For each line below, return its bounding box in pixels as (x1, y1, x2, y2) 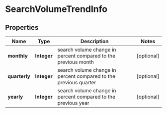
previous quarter (57, 79, 96, 86)
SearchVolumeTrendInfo (5, 3, 108, 15)
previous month (57, 58, 94, 65)
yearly (7, 93, 23, 100)
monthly (7, 53, 28, 59)
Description (80, 38, 109, 45)
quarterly (7, 73, 31, 80)
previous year (57, 100, 89, 106)
